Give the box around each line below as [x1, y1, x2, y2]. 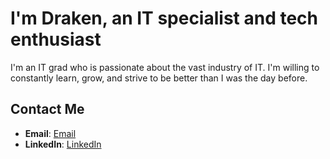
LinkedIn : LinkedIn [24, 138, 102, 150]
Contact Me [10, 101, 85, 118]
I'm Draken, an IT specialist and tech [10, 7, 318, 30]
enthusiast [10, 28, 102, 51]
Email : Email [24, 127, 77, 139]
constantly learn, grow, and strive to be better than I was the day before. [10, 72, 308, 84]
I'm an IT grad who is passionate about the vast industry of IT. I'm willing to [10, 61, 320, 73]
